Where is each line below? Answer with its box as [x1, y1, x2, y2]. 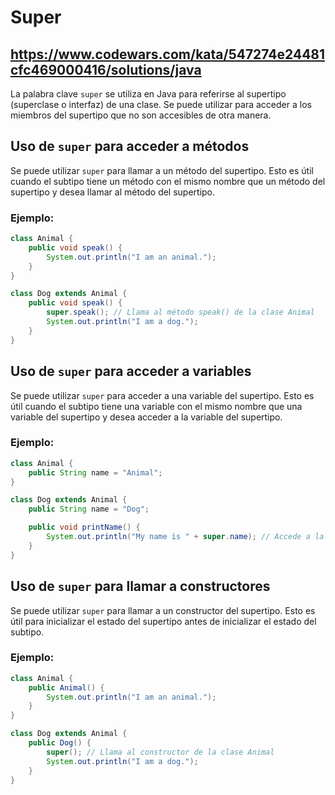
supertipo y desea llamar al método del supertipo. [10, 186, 216, 198]
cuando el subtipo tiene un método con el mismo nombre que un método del [10, 175, 326, 187]
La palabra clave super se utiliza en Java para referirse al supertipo [10, 88, 287, 100]
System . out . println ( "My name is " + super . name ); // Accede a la [46, 532, 325, 542]
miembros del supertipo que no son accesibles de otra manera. [10, 109, 272, 121]
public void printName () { [28, 522, 141, 533]
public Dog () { [28, 738, 92, 748]
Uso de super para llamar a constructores [10, 578, 271, 595]
